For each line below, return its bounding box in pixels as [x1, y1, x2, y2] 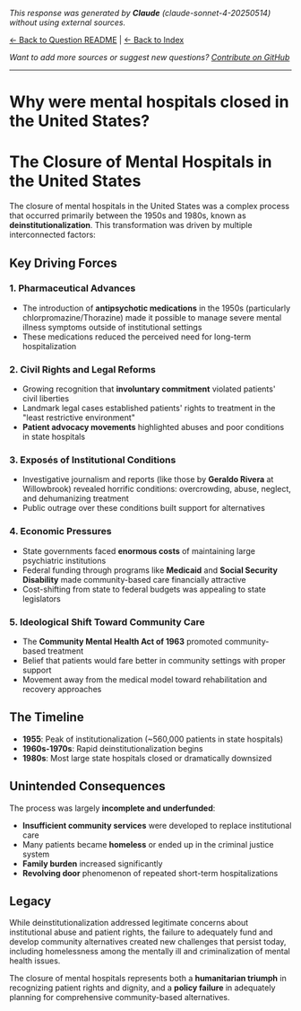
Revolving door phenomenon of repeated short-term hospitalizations [21, 867, 279, 878]
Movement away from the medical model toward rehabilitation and [21, 674, 267, 685]
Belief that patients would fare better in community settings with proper [21, 655, 287, 665]
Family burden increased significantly [21, 857, 163, 869]
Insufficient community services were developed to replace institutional [21, 820, 292, 831]
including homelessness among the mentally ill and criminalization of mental [9, 946, 291, 957]
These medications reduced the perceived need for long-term [21, 331, 252, 342]
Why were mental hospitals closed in [9, 92, 289, 112]
